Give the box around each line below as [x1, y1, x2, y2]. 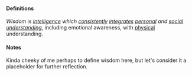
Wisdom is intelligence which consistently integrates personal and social [6, 18, 184, 25]
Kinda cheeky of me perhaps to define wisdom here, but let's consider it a [6, 57, 187, 64]
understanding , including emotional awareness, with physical [6, 24, 155, 31]
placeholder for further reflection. [6, 63, 88, 70]
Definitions [6, 5, 34, 12]
